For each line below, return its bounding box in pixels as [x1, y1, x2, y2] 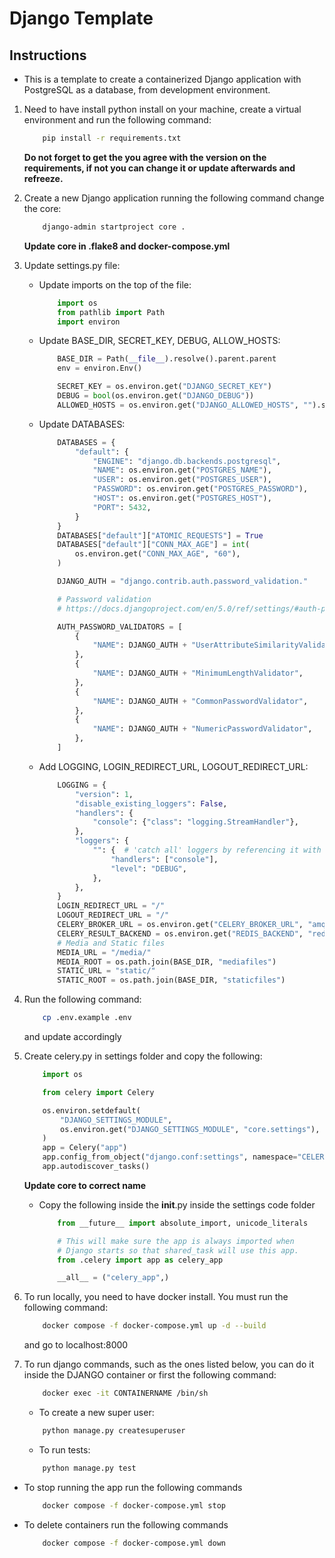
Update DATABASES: [38, 418, 126, 430]
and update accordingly [23, 1031, 122, 1042]
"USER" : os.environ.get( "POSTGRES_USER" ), [92, 475, 272, 485]
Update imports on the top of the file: [38, 278, 192, 291]
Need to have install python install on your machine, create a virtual [23, 103, 302, 115]
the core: [23, 202, 62, 214]
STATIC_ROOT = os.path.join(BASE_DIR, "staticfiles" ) [57, 975, 286, 986]
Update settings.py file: [23, 259, 121, 271]
